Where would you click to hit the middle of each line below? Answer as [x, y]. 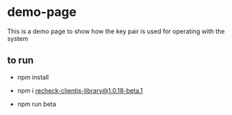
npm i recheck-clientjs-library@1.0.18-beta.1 [80, 90]
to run [21, 61]
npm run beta [37, 104]
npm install [33, 77]
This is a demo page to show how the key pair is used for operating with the [116, 31]
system [18, 38]
